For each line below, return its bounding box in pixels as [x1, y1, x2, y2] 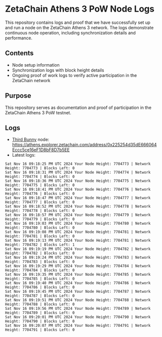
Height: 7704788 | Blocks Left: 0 [5, 302, 75, 307]
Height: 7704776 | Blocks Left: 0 [5, 191, 75, 196]
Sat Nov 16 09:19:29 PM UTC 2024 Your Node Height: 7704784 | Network [5, 264, 151, 268]
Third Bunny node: [12, 137, 49, 142]
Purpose [5, 91, 32, 100]
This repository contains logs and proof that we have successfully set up [5, 19, 150, 25]
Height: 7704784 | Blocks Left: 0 [5, 268, 75, 273]
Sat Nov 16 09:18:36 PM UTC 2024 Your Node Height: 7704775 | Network [5, 178, 151, 183]
